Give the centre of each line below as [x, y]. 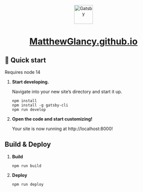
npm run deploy [28, 184]
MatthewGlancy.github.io [83, 41]
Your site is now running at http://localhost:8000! [62, 129]
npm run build [26, 166]
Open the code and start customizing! [52, 119]
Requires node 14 [22, 72]
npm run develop [29, 110]
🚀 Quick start [25, 60]
